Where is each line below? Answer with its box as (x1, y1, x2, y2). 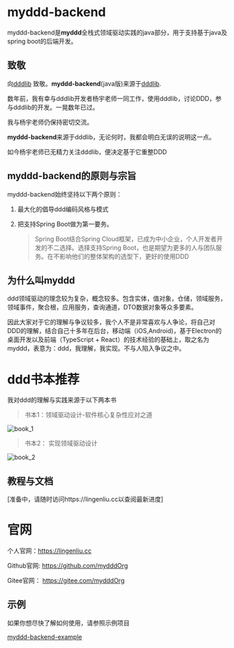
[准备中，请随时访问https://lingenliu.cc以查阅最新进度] (7, 495, 163, 504)
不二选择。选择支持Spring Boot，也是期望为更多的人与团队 (47, 243, 217, 252)
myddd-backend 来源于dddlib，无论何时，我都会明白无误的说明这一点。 (7, 132, 215, 141)
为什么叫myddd (7, 274, 75, 286)
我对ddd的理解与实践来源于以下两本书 (7, 396, 117, 404)
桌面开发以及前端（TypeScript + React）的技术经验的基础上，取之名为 (7, 335, 210, 344)
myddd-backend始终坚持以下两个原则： (7, 190, 122, 198)
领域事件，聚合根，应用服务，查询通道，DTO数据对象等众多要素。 (7, 303, 198, 311)
